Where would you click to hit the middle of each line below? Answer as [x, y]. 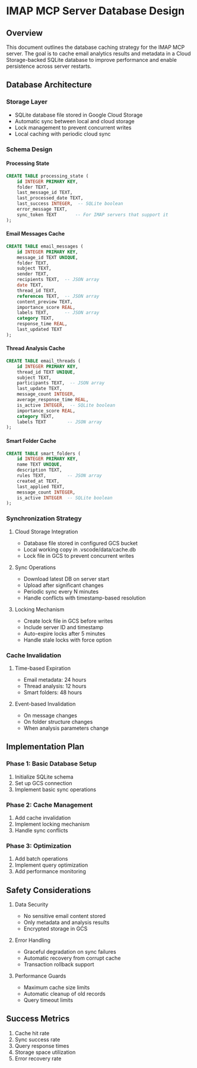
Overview [25, 33]
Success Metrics [38, 1019]
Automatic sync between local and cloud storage [74, 121]
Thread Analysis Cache [36, 348]
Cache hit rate [32, 1033]
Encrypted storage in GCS [55, 928]
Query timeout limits [48, 1000]
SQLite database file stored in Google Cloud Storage [79, 115]
